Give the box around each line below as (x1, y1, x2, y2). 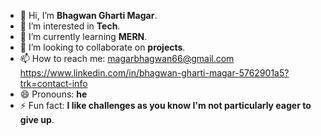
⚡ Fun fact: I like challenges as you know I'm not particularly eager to (19, 100, 312, 111)
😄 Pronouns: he (19, 88, 88, 100)
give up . (19, 114, 55, 125)
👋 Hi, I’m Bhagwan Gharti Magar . (19, 10, 158, 21)
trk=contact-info (19, 78, 88, 89)
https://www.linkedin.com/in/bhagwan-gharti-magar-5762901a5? (19, 67, 290, 79)
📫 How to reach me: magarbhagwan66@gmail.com (19, 53, 235, 64)
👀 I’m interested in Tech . (19, 20, 121, 32)
